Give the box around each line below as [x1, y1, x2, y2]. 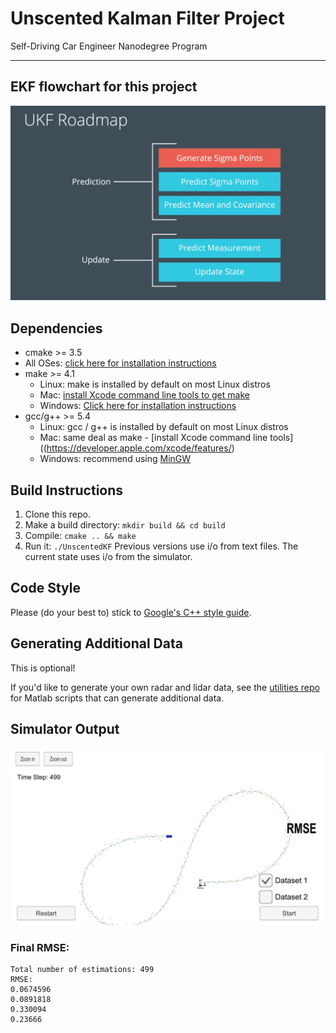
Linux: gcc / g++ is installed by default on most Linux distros [39, 421, 289, 433]
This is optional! [10, 662, 76, 674]
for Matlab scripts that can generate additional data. [10, 692, 225, 704]
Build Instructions [10, 482, 124, 499]
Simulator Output [10, 720, 120, 737]
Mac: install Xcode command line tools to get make [39, 389, 250, 401]
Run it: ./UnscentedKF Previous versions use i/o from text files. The [24, 540, 299, 552]
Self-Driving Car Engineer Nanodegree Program [10, 40, 208, 52]
